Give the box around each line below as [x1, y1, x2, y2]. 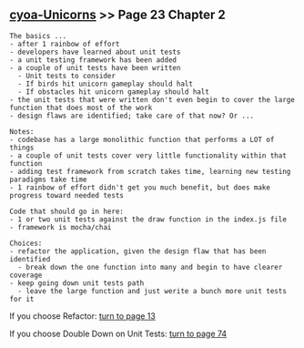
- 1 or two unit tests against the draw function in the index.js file [9, 214, 287, 224]
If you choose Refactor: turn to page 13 [9, 310, 157, 322]
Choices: [9, 239, 43, 248]
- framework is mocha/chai [9, 222, 112, 231]
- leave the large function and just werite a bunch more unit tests [17, 286, 287, 295]
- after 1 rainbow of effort [9, 39, 120, 48]
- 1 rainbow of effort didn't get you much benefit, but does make [9, 182, 271, 192]
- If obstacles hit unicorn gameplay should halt [17, 87, 209, 97]
